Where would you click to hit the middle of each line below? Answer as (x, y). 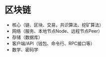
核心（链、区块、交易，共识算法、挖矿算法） (58, 25)
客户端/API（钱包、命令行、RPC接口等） (53, 43)
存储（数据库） (27, 37)
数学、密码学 (25, 50)
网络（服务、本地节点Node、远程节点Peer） (57, 31)
